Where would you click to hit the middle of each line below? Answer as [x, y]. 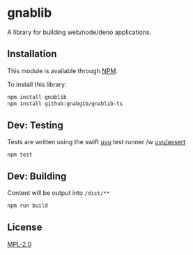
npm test [20, 155]
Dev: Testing [36, 125]
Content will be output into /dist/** [59, 193]
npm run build [28, 206]
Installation [32, 54]
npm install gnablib [37, 97]
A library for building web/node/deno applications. [79, 32]
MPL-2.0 [20, 244]
